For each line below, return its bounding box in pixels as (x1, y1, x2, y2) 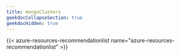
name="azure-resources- (111, 37, 175, 44)
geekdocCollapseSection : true (6, 15, 83, 21)
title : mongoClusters (6, 9, 61, 15)
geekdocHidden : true (6, 20, 59, 26)
